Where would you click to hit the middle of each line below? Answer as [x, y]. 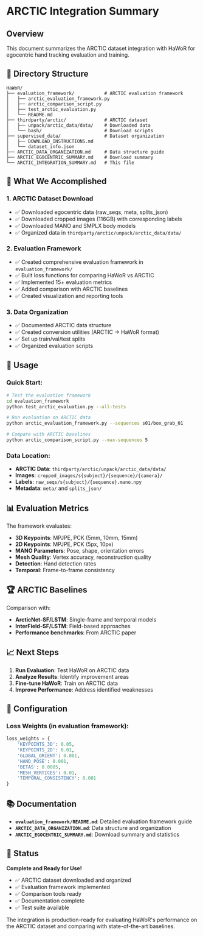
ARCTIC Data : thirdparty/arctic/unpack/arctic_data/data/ [91, 469]
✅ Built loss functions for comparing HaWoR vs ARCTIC [85, 275]
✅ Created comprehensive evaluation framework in [79, 262]
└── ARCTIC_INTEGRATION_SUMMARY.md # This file [71, 163]
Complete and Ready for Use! [44, 868]
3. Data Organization [37, 312]
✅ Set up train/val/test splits [50, 339]
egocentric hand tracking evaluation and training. [68, 55]
